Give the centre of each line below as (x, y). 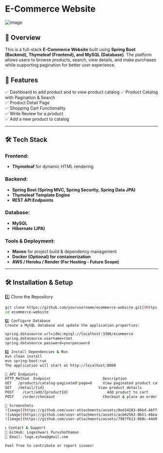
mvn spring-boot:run (26, 361)
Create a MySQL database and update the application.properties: (72, 325)
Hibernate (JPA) (28, 228)
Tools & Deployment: (30, 241)
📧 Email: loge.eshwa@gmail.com (37, 437)
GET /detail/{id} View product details (73, 388)
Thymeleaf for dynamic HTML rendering (53, 167)
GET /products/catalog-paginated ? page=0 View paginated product (78, 383)
